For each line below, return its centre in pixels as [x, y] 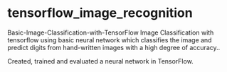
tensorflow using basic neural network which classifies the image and [110, 40]
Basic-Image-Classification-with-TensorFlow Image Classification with [111, 32]
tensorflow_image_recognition [100, 13]
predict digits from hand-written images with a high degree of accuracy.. [114, 47]
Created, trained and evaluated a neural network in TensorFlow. [100, 61]
